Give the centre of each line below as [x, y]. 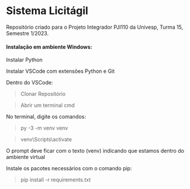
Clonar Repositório [43, 94]
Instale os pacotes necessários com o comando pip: [69, 168]
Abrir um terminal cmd [48, 105]
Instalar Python [24, 60]
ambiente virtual [26, 157]
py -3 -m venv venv [44, 128]
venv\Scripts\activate [46, 140]
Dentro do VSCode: [30, 83]
